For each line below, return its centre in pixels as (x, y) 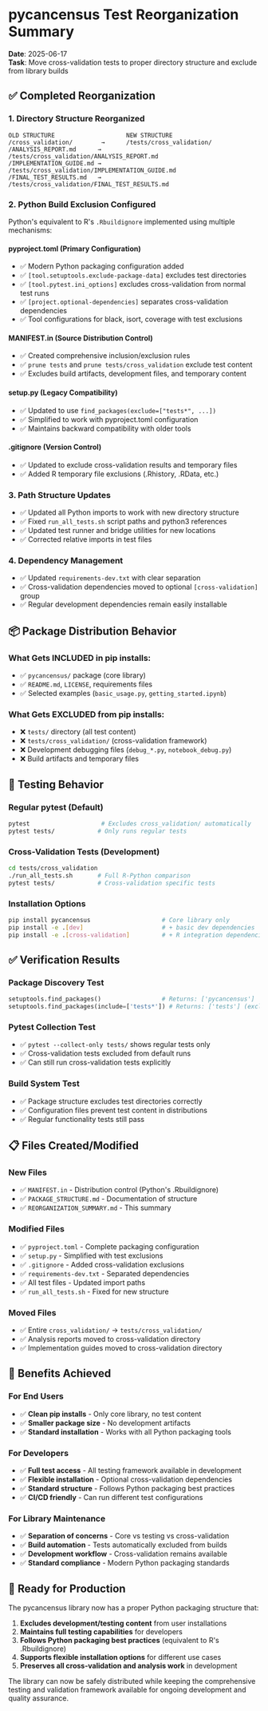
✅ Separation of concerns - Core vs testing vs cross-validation (124, 1536)
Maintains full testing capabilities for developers (101, 1631)
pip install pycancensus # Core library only (119, 920)
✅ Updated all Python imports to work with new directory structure (129, 512)
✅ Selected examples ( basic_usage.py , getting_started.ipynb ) (123, 694)
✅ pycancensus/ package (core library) (83, 675)
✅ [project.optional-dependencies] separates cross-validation (124, 302)
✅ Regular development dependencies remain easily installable (123, 604)
